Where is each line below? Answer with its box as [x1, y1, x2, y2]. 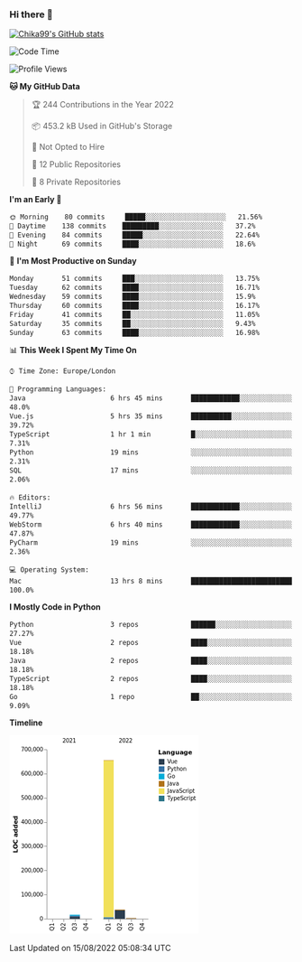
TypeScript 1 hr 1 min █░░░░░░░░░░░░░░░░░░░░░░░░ [9, 430, 293, 439]
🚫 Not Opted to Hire [31, 142, 105, 153]
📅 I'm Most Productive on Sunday [9, 256, 137, 266]
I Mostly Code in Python [9, 602, 101, 612]
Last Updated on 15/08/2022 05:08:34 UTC [9, 943, 171, 954]
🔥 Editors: [9, 493, 51, 502]
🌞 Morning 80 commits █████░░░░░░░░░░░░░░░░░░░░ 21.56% [9, 212, 263, 222]
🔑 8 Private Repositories [31, 176, 122, 188]
